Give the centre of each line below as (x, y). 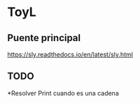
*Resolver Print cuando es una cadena (63, 93)
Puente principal (44, 38)
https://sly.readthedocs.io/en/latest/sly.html (70, 54)
